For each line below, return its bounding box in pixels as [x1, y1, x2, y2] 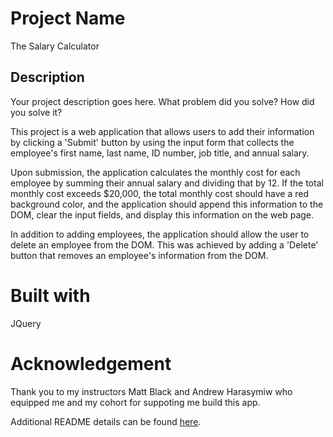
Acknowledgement [10, 352, 172, 375]
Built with [10, 284, 91, 307]
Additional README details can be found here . [10, 415, 202, 427]
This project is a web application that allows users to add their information [10, 125, 315, 137]
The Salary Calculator [10, 40, 100, 52]
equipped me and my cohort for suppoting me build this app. [10, 396, 261, 408]
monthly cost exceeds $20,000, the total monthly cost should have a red [10, 187, 309, 199]
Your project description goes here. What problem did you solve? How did [10, 95, 315, 107]
